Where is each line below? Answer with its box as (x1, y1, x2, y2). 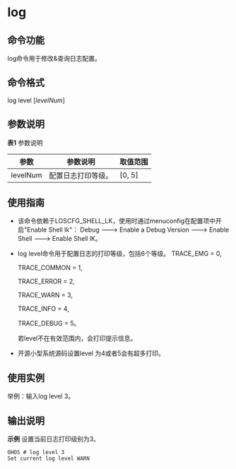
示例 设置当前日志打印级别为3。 (7, 435, 100, 444)
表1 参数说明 (7, 138, 43, 147)
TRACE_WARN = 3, (17, 291, 73, 299)
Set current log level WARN (7, 455, 90, 463)
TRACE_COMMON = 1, (17, 263, 83, 272)
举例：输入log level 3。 (7, 392, 75, 400)
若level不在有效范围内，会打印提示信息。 (17, 334, 137, 343)
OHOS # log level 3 (7, 449, 65, 456)
